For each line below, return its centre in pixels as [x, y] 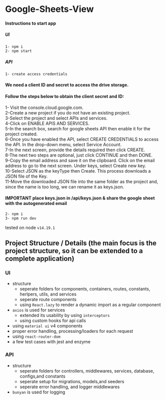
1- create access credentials [36, 74]
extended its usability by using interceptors [65, 315]
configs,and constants [43, 376]
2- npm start [19, 51]
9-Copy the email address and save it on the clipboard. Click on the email [80, 160]
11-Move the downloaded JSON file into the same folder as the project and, [82, 181]
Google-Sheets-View [50, 9]
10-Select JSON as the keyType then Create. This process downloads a [78, 171]
